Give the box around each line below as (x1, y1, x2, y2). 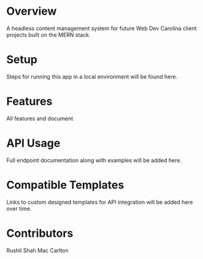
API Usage (6, 136, 61, 150)
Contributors (6, 226, 74, 240)
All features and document (6, 115, 74, 122)
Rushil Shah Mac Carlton (6, 247, 69, 254)
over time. (6, 204, 32, 212)
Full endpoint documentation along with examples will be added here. (6, 157, 182, 164)
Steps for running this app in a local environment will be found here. (6, 72, 178, 80)
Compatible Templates (6, 178, 124, 191)
